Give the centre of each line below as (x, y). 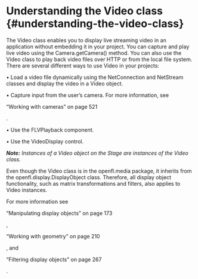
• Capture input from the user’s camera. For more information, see (87, 95)
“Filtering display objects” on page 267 (54, 259)
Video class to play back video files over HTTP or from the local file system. (99, 59)
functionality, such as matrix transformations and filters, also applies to (93, 183)
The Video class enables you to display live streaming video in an (86, 40)
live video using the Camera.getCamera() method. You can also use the (94, 53)
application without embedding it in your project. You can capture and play (98, 47)
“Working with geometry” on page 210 (53, 236)
